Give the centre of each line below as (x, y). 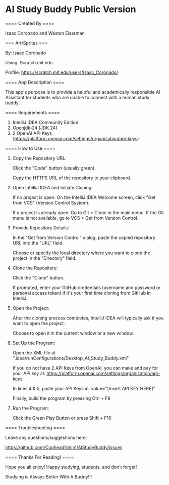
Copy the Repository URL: (39, 158)
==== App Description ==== (35, 82)
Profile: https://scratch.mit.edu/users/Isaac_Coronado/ (62, 72)
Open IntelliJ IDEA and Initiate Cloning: (53, 187)
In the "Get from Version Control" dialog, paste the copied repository (84, 237)
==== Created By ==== (30, 23)
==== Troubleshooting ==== (35, 428)
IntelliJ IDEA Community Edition (45, 122)
